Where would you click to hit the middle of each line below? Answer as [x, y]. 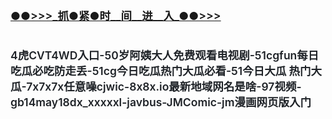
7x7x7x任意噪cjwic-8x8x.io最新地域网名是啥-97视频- [164, 87]
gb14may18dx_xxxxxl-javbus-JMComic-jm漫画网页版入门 [161, 102]
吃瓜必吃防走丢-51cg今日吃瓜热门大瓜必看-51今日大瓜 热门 [161, 71]
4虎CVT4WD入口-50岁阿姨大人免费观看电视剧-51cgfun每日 [165, 55]
